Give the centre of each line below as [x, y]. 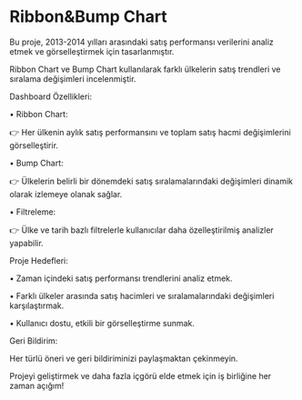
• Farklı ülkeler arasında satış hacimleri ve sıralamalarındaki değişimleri [142, 295]
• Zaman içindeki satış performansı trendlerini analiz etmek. [121, 278]
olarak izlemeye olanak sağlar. [66, 194]
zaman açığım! [37, 385]
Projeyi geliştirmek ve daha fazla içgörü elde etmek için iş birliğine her [141, 375]
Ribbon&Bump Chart [89, 17]
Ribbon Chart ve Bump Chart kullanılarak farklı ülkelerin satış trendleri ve [145, 69]
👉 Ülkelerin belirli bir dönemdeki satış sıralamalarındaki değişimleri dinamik [151, 181]
